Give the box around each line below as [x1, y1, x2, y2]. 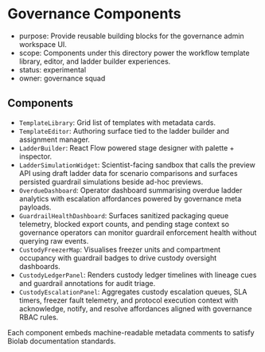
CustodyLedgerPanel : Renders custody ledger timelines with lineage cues [18, 270, 257, 280]
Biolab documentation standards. [7, 336, 116, 346]
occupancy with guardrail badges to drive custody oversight [18, 252, 217, 263]
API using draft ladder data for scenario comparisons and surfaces [18, 168, 238, 178]
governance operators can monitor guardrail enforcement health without [18, 228, 257, 237]
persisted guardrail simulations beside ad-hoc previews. [18, 177, 204, 186]
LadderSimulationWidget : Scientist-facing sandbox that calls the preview [18, 160, 255, 170]
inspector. [18, 151, 53, 161]
